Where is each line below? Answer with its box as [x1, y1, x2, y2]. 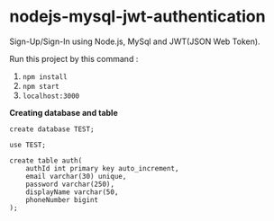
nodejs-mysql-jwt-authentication [9, 6, 266, 27]
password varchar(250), [25, 180, 115, 189]
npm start [22, 82, 60, 91]
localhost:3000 [22, 92, 80, 101]
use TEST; [9, 140, 47, 149]
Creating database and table [9, 107, 119, 118]
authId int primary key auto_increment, [25, 164, 179, 172]
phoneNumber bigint [25, 195, 99, 204]
